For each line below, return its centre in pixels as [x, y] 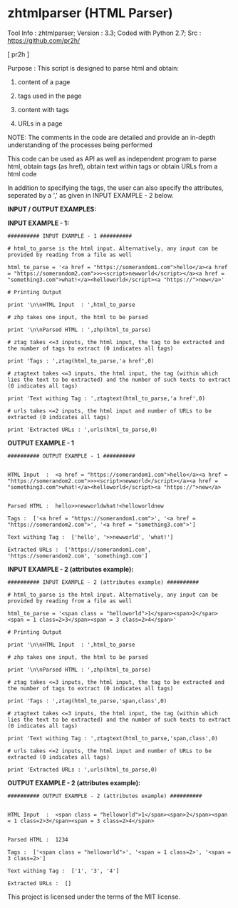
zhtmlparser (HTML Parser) [90, 13]
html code [22, 173]
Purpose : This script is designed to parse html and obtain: [93, 68]
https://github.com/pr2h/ [44, 40]
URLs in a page [40, 123]
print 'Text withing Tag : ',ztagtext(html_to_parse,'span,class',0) [113, 738]
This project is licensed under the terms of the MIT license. [94, 897]
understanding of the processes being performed [80, 145]
